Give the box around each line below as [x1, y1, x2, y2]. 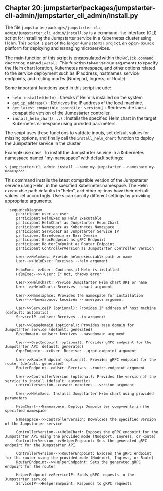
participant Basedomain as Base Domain [16, 233, 97, 238]
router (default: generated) [5, 361, 64, 366]
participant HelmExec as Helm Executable [16, 216, 102, 221]
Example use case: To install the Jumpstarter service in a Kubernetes [5, 149, 144, 155]
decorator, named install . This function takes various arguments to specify [5, 60, 158, 65]
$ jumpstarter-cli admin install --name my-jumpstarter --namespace [5, 164, 147, 169]
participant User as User [16, 212, 69, 216]
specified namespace [5, 408, 47, 413]
